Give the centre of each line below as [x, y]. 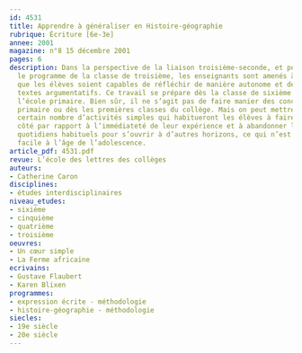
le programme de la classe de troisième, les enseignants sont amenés [152, 76]
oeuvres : [26, 243]
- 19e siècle [34, 327]
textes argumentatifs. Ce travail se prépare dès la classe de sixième [155, 93]
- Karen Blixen [38, 285]
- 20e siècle [34, 335]
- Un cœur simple [42, 252]
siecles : [26, 318]
